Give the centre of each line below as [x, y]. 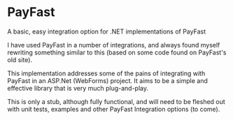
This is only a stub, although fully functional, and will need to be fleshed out [116, 101]
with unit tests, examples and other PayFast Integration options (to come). [114, 109]
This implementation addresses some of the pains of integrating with [106, 73]
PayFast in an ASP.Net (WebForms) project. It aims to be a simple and [107, 80]
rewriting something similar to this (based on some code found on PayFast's [117, 52]
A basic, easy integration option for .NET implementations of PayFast [107, 31]
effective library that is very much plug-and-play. [78, 88]
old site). [20, 59]
